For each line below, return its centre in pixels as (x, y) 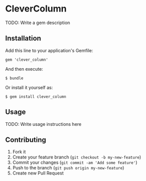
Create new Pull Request (38, 173)
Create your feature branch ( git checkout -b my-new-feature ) (77, 157)
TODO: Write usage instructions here (43, 124)
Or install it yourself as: (29, 87)
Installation (23, 38)
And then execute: (24, 69)
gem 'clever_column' (27, 60)
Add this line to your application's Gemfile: (49, 50)
